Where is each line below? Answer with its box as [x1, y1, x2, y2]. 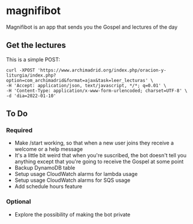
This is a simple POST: [6, 56, 60, 63]
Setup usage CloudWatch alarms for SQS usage [14, 177, 131, 184]
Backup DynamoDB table [14, 164, 75, 171]
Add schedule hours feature [14, 183, 83, 190]
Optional [6, 198, 31, 206]
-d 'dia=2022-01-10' [6, 92, 57, 99]
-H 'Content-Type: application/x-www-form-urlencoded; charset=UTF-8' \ [6, 88, 188, 94]
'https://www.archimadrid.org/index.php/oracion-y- [37, 67, 167, 73]
